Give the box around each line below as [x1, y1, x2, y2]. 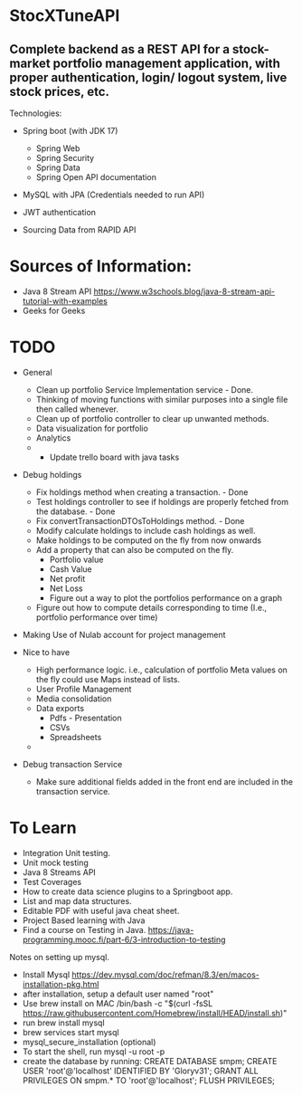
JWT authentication [22, 207, 97, 217]
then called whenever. [35, 404, 119, 414]
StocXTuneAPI [9, 5, 120, 26]
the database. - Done [35, 506, 116, 517]
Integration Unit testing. [22, 847, 111, 858]
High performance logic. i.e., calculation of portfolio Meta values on [35, 664, 288, 675]
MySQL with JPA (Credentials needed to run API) [22, 189, 205, 200]
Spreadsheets [49, 731, 102, 742]
